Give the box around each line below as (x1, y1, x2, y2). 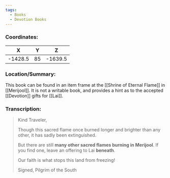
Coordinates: (5, 33, 39, 41)
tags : (5, 7, 17, 13)
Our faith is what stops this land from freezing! (17, 157, 116, 163)
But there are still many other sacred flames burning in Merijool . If (17, 142, 159, 148)
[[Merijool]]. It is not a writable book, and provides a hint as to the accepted (5, 87, 164, 93)
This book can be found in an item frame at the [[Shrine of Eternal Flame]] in (5, 82, 165, 88)
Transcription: (5, 105, 42, 112)
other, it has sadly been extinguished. (17, 132, 97, 138)
